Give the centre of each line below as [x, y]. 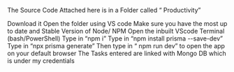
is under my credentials [41, 61]
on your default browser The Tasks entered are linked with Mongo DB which [117, 53]
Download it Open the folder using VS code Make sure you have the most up [117, 23]
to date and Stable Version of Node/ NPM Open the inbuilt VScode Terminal [116, 31]
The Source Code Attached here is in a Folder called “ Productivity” [104, 10]
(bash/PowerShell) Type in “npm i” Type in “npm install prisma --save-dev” [115, 38]
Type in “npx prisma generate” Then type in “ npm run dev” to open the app [116, 46]
